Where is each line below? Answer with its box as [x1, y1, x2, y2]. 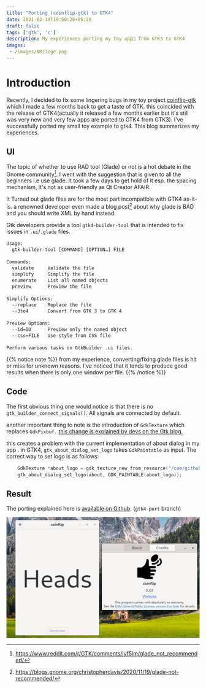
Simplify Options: [6, 295, 53, 302]
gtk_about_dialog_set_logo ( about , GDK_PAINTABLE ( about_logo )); [17, 471, 183, 478]
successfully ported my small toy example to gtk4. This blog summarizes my [6, 122, 199, 129]
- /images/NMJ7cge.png [9, 49, 67, 55]
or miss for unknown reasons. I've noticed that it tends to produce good [6, 362, 188, 369]
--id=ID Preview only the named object [12, 326, 128, 333]
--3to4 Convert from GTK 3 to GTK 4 [12, 307, 122, 314]
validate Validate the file [12, 265, 95, 271]
